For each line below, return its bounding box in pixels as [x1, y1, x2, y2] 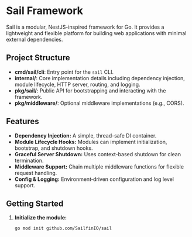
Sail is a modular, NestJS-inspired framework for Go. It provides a [6, 23, 164, 30]
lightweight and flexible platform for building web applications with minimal [6, 29, 187, 36]
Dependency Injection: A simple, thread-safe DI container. [14, 132, 157, 139]
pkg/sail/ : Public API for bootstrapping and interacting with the [14, 87, 166, 94]
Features [6, 116, 39, 126]
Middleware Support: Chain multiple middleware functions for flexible [14, 163, 184, 170]
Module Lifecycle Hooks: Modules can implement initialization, [14, 138, 167, 145]
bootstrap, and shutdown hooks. [14, 145, 93, 152]
